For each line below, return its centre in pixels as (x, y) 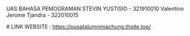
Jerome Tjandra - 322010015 (42, 15)
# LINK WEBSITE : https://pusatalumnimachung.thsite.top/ (79, 27)
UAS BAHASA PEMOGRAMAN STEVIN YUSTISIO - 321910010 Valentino (95, 9)
